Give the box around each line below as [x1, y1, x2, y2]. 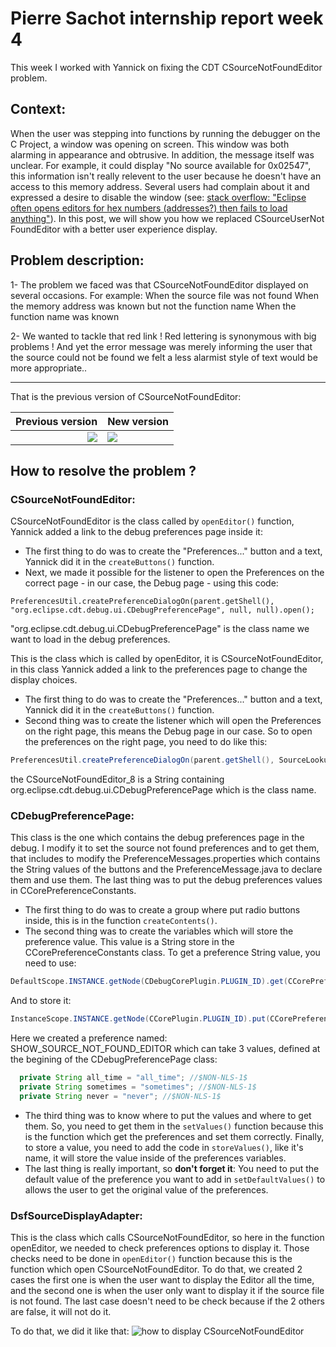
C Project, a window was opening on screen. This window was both [10, 138, 290, 150]
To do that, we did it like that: [10, 1325, 130, 1337]
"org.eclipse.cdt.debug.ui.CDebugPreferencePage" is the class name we [10, 623, 310, 635]
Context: [10, 101, 67, 118]
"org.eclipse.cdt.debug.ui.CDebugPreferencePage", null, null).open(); [10, 605, 315, 616]
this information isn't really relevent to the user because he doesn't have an [10, 170, 322, 182]
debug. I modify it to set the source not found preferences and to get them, [10, 842, 320, 854]
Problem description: [10, 252, 145, 269]
